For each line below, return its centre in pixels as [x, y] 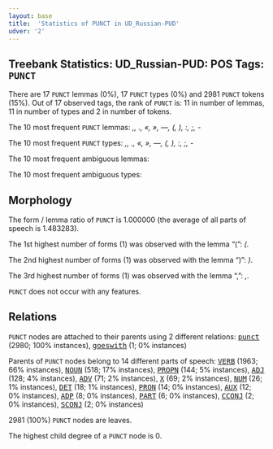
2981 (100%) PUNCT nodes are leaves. [70, 420]
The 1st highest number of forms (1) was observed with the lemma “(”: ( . [129, 244]
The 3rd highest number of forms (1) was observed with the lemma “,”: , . [129, 276]
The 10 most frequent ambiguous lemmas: [79, 159]
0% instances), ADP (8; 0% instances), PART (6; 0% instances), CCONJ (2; [131, 395]
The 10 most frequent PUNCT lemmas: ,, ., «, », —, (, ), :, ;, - [105, 128]
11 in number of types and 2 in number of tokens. [90, 111]
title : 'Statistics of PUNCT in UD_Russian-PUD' [94, 24]
